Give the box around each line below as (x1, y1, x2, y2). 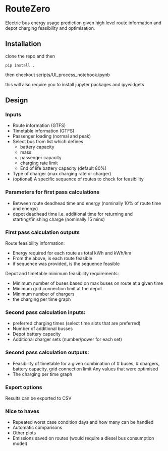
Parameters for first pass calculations (5, 188, 100, 196)
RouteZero (5, 3, 50, 15)
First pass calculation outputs (5, 229, 80, 236)
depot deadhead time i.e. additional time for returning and (12, 211, 133, 217)
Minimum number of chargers (12, 291, 75, 297)
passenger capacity (20, 155, 62, 161)
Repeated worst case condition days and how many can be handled (12, 419, 154, 425)
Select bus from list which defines (12, 139, 84, 145)
